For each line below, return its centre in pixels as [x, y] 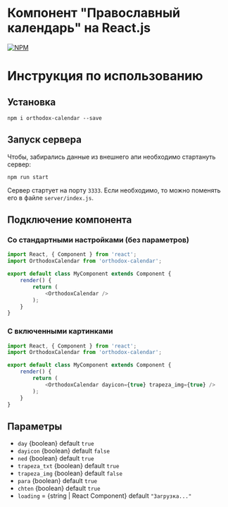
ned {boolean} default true [56, 458]
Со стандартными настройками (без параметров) [99, 240]
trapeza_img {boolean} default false [70, 473]
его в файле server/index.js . [50, 197]
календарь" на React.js [79, 28]
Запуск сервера [45, 140]
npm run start [28, 177]
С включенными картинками [60, 331]
